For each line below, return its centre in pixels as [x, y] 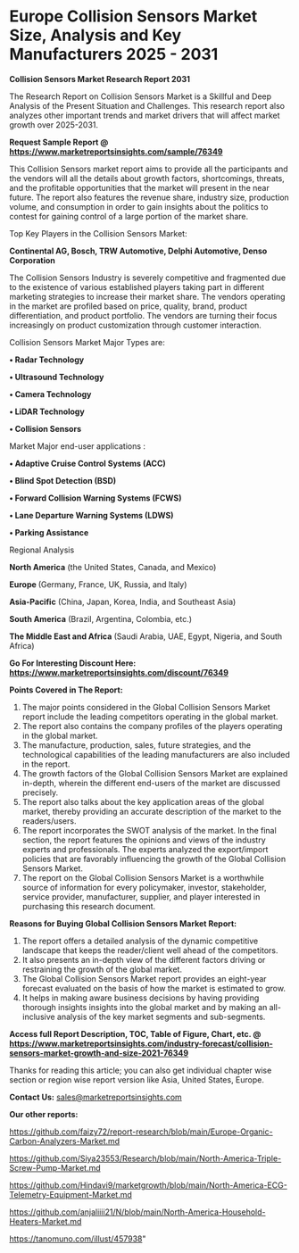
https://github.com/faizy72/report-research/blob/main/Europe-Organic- [141, 1132]
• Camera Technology [50, 394]
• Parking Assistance [49, 532]
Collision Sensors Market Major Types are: [87, 342]
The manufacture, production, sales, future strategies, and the [137, 745]
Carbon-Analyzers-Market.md [65, 1141]
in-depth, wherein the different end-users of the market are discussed [151, 783]
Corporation [33, 260]
